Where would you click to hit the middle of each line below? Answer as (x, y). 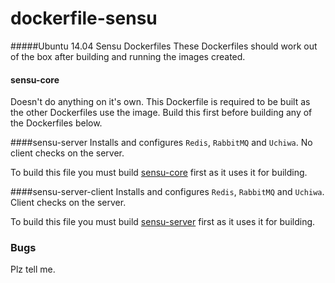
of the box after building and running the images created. (128, 56)
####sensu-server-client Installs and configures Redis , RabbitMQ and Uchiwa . (167, 192)
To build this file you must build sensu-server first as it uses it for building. (163, 222)
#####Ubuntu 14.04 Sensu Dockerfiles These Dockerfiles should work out (164, 46)
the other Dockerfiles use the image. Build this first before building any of (161, 113)
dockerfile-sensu (84, 18)
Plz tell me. (33, 269)
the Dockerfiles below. (56, 123)
